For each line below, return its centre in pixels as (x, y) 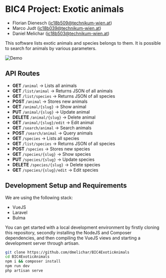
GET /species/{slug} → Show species (52, 154)
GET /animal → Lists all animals (44, 85)
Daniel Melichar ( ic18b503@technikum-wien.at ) (61, 33)
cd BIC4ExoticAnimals (28, 257)
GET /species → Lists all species (46, 138)
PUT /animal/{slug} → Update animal (51, 112)
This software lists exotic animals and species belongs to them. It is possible (83, 43)
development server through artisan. (43, 243)
